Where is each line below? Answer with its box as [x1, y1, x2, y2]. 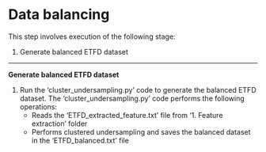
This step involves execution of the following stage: [8, 32, 176, 41]
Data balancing [8, 6, 110, 24]
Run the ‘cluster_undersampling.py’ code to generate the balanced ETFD [19, 85, 256, 94]
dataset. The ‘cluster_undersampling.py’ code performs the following [19, 93, 245, 103]
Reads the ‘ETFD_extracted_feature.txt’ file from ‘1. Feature [31, 110, 223, 120]
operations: [19, 101, 58, 112]
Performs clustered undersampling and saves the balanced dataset [31, 127, 251, 136]
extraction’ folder [31, 119, 88, 128]
